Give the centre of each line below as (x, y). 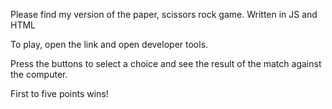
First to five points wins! (59, 93)
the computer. (39, 74)
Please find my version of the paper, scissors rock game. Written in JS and (164, 14)
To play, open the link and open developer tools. (109, 44)
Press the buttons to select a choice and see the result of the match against (166, 63)
